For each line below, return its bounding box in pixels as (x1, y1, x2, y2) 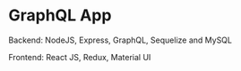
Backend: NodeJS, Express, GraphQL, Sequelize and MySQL (8, 35, 232, 45)
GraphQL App (8, 5, 112, 26)
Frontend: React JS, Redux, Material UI (8, 51, 151, 62)
